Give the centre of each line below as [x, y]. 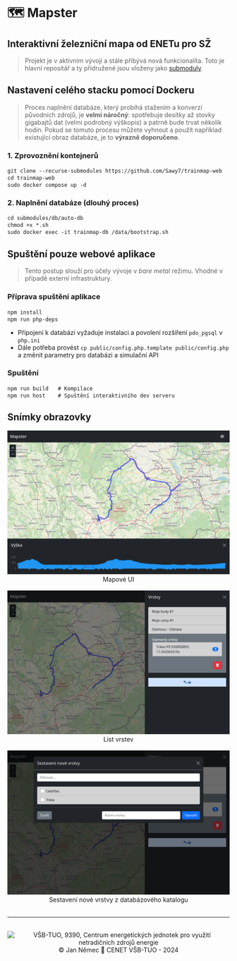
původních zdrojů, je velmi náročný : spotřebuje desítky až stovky [120, 115]
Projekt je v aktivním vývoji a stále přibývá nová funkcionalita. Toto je [124, 61]
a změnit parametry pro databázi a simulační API [88, 355]
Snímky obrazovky [49, 417]
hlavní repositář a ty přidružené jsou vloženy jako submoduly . [114, 68]
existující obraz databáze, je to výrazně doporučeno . [102, 137]
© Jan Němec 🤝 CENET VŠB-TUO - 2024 [119, 950]
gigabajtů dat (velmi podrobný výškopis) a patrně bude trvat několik [123, 122]
